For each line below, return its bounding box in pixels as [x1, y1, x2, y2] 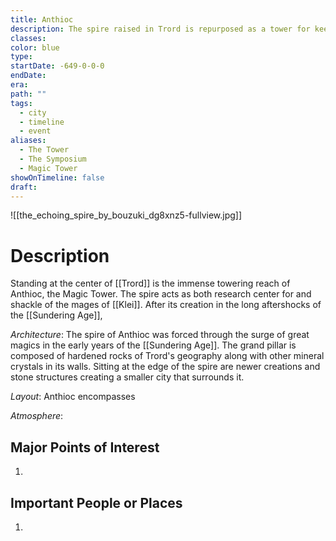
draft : [10, 182, 38, 192]
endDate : [10, 71, 47, 81]
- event [19, 126, 52, 136]
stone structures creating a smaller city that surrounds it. [10, 371, 245, 383]
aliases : [10, 136, 47, 146]
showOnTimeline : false [10, 172, 105, 183]
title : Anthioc [10, 14, 74, 25]
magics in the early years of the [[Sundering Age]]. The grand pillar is [10, 339, 297, 351]
